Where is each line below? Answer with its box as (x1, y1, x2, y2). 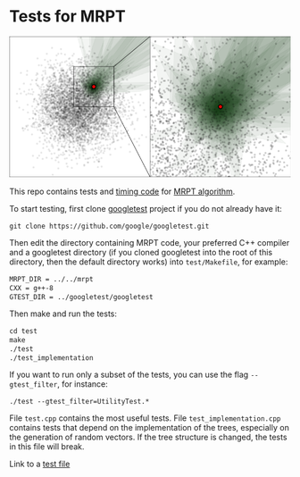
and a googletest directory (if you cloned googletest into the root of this (9, 247, 273, 258)
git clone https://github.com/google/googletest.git (9, 222, 210, 231)
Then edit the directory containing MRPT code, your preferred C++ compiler (9, 238, 290, 248)
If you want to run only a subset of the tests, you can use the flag (9, 369, 249, 381)
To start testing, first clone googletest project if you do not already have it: (9, 204, 283, 214)
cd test (9, 327, 38, 336)
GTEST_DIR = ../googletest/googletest (9, 293, 154, 302)
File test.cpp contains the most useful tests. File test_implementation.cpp (9, 413, 281, 423)
